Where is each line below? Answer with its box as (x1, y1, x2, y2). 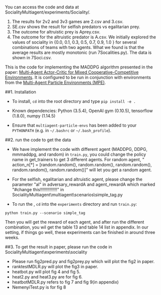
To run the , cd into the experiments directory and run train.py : (12, 201, 137, 207)
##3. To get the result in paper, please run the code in (5, 244, 112, 249)
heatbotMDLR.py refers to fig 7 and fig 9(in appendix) (12, 279, 119, 285)
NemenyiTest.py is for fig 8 (12, 284, 66, 290)
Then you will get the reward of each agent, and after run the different (5, 219, 145, 225)
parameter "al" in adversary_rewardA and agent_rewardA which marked (12, 181, 156, 187)
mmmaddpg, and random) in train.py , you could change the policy (12, 151, 146, 157)
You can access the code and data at (5, 4, 79, 10)
